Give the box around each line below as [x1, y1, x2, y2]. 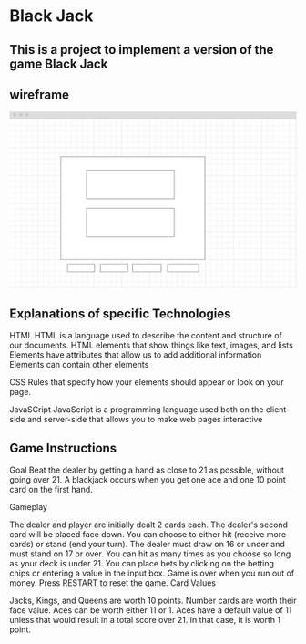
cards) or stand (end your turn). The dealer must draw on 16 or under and [9, 539, 285, 550]
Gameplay [9, 502, 48, 513]
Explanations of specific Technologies [9, 306, 231, 321]
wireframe [9, 87, 70, 102]
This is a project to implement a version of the [9, 42, 274, 57]
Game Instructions [9, 440, 117, 456]
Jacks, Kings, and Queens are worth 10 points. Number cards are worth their [9, 595, 297, 607]
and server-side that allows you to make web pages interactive [26, 414, 263, 425]
